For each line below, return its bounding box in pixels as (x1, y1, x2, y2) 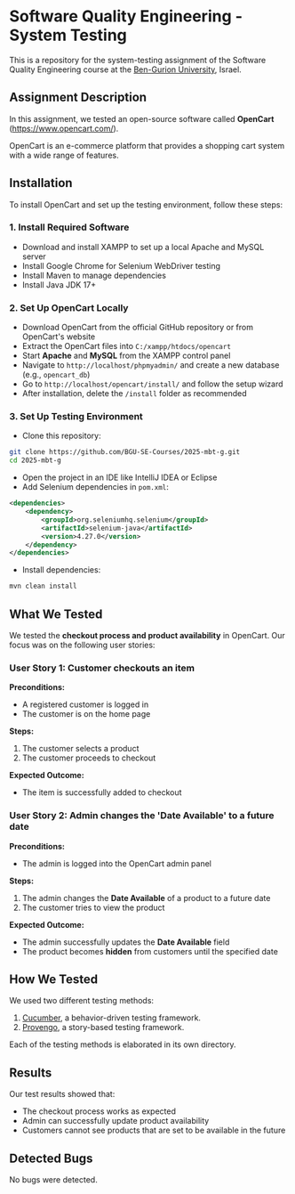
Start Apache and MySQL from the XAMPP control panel (21, 350, 231, 361)
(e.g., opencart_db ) (21, 370, 91, 380)
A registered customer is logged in (21, 699, 149, 710)
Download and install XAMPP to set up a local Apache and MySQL (21, 241, 265, 252)
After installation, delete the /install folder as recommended (21, 388, 247, 399)
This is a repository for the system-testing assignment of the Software (9, 54, 267, 65)
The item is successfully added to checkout (21, 787, 182, 798)
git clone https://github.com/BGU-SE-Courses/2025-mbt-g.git (9, 448, 241, 457)
